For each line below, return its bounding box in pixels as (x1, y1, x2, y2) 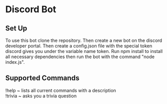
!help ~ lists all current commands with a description (5, 87, 117, 93)
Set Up (5, 24, 27, 33)
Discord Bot (5, 4, 57, 15)
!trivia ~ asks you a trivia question (5, 93, 77, 99)
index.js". (5, 59, 25, 65)
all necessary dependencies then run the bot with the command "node (5, 54, 155, 60)
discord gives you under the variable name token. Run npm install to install (5, 48, 163, 54)
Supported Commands (5, 74, 80, 83)
